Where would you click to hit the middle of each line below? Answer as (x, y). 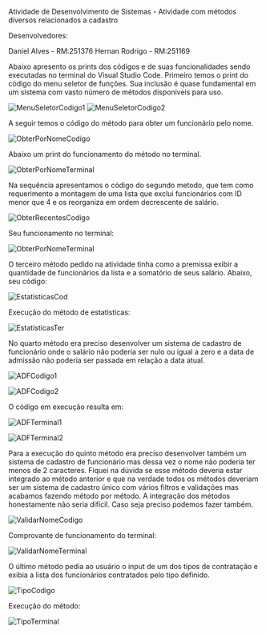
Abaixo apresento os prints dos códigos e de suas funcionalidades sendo (129, 66)
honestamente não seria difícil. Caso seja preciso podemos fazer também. (131, 504)
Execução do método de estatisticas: (69, 312)
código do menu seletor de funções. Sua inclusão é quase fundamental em (132, 84)
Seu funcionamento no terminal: (61, 233)
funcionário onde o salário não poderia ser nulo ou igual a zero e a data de (131, 352)
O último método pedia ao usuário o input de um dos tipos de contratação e (133, 566)
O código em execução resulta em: (66, 407)
